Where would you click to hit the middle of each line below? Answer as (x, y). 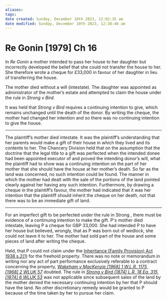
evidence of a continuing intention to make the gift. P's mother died (74, 220)
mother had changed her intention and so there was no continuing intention (83, 118)
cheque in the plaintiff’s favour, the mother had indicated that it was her (78, 190)
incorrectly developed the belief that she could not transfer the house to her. (83, 67)
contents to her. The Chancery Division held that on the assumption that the (83, 148)
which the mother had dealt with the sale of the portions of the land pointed (83, 180)
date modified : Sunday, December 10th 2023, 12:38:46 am (65, 24)
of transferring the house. (32, 78)
